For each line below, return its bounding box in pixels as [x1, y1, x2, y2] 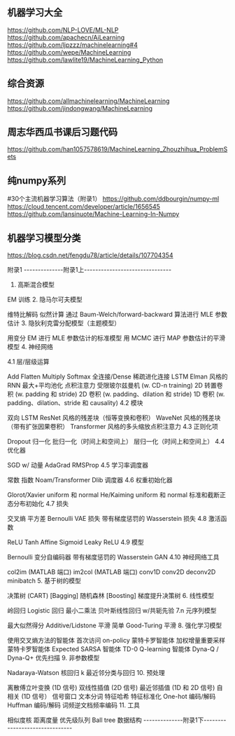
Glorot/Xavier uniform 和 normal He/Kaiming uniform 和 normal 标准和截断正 [7, 491, 226, 499]
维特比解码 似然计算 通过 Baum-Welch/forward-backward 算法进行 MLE [7, 311, 214, 319]
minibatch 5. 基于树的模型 [7, 577, 82, 585]
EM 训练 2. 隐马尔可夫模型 [7, 295, 83, 304]
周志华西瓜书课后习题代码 [7, 126, 117, 138]
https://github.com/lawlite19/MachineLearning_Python [7, 55, 164, 64]
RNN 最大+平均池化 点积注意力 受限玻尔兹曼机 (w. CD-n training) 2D [7, 381, 203, 390]
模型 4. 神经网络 [7, 343, 54, 351]
